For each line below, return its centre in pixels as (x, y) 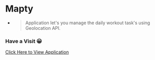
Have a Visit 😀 (24, 41)
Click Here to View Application (37, 52)
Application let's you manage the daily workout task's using (88, 23)
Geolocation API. (43, 28)
